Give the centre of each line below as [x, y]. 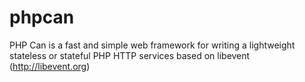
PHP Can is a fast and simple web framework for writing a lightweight [152, 45]
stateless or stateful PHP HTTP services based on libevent [130, 55]
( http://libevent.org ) [50, 66]
